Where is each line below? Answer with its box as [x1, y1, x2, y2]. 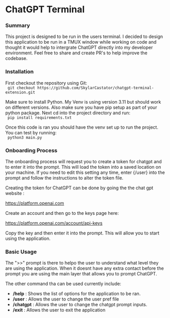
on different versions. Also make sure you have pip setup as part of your [5, 104, 157, 110]
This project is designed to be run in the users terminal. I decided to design [5, 33, 163, 39]
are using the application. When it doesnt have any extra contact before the [5, 265, 164, 271]
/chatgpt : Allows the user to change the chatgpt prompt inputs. [12, 302, 148, 308]
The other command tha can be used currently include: [5, 281, 122, 287]
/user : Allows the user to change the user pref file [12, 296, 119, 302]
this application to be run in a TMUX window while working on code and [5, 39, 157, 45]
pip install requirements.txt [7, 115, 72, 120]
